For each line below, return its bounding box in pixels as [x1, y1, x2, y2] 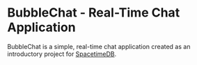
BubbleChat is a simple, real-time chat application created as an [7, 42, 191, 50]
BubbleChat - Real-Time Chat [7, 5, 180, 21]
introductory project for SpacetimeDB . [7, 50, 117, 58]
